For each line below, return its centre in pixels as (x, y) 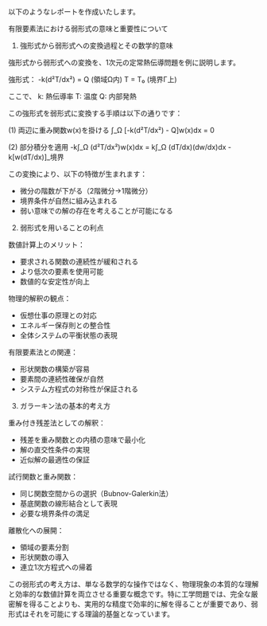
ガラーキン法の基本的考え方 (65, 406)
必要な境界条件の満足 (54, 513)
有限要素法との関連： (43, 352)
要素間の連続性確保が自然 (62, 379)
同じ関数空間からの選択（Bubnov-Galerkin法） (96, 493)
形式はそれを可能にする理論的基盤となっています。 (91, 614)
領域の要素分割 (44, 547)
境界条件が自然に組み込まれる (68, 201)
